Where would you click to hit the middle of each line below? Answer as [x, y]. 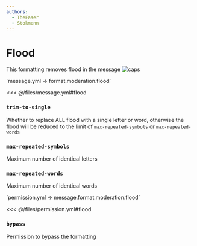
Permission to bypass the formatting [51, 236]
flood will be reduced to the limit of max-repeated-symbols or [80, 126]
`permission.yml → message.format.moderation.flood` [73, 198]
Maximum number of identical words [52, 186]
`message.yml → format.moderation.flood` [59, 81]
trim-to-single [29, 108]
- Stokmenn [25, 23]
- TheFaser [25, 17]
